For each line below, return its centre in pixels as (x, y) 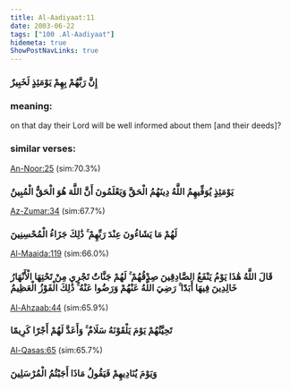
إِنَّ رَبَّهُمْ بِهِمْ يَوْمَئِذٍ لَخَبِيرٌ (54, 82)
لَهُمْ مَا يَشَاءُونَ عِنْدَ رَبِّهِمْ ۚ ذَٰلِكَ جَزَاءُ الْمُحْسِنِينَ (94, 233)
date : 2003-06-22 (43, 26)
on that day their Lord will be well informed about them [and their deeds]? (146, 125)
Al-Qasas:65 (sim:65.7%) (57, 350)
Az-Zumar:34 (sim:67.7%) (58, 210)
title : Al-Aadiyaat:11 (52, 17)
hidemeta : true (38, 42)
